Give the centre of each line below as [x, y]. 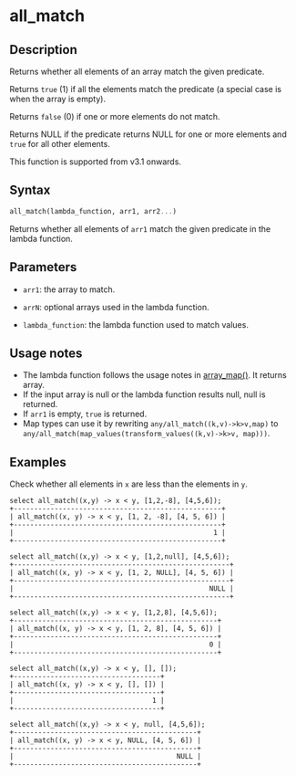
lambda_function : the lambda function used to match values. [135, 324]
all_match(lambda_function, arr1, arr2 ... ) [93, 211]
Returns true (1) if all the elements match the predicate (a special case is [146, 89]
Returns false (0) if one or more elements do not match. [115, 116]
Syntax [30, 190]
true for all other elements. [60, 144]
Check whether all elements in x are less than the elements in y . [129, 484]
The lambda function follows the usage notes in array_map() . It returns [154, 375]
